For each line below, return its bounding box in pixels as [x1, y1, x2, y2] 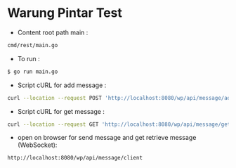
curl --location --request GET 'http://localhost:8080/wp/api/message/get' [7, 121, 234, 128]
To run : [17, 54, 40, 63]
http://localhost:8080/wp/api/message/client [7, 155, 143, 162]
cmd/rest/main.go [7, 41, 58, 49]
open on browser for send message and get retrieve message [17, 134, 197, 142]
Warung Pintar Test [7, 5, 123, 21]
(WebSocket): [17, 141, 58, 149]
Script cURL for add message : [17, 81, 107, 89]
